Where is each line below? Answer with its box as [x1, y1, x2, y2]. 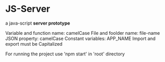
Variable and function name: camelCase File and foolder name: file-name [5, 30, 160, 36]
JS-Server [5, 3, 50, 15]
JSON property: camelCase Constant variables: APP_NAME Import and [5, 35, 156, 42]
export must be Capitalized [5, 40, 63, 47]
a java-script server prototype [5, 20, 70, 26]
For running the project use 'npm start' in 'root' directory [5, 51, 125, 57]
